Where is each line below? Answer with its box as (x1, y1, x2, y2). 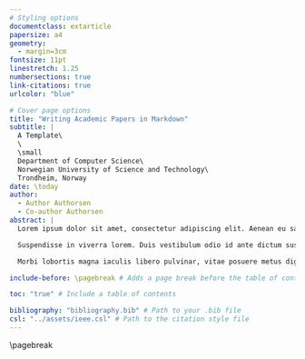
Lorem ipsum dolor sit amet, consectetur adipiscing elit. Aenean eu (17, 224, 286, 233)
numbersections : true (9, 73, 92, 82)
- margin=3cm (17, 47, 67, 56)
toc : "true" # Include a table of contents (9, 290, 177, 299)
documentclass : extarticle (9, 22, 112, 31)
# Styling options (9, 13, 79, 23)
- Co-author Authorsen (17, 207, 103, 216)
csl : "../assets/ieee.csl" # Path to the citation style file (9, 314, 250, 324)
